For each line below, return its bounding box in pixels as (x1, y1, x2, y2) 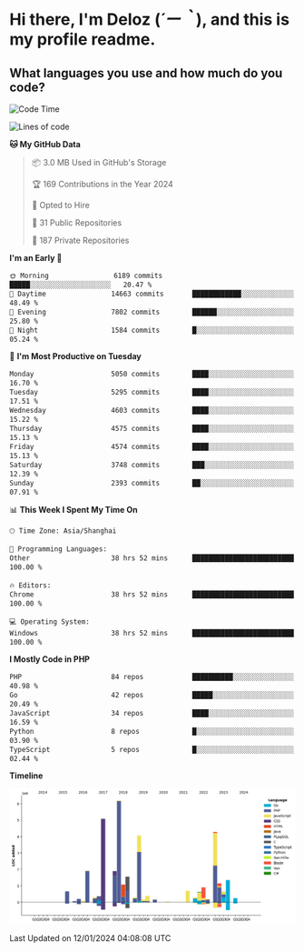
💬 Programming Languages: (9, 545, 107, 554)
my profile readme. (9, 29, 156, 50)
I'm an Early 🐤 (9, 253, 63, 263)
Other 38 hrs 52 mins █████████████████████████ (9, 554, 295, 563)
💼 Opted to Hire (31, 200, 91, 210)
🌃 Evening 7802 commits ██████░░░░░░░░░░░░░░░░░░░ (9, 307, 295, 316)
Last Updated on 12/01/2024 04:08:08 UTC (9, 932, 172, 943)
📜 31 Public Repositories (31, 217, 123, 228)
